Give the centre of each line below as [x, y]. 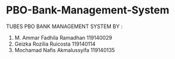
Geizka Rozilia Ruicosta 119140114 [55, 44]
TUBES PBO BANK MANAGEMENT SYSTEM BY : [64, 26]
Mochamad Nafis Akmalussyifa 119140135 [65, 50]
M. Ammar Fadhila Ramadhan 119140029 [63, 37]
